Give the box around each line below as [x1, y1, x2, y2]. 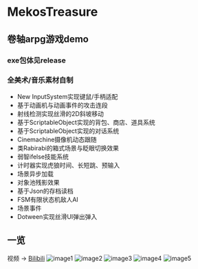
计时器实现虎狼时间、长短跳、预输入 [16, 161, 120, 169]
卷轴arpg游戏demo [7, 33, 89, 45]
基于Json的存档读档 [16, 187, 74, 195]
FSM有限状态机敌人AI [16, 195, 79, 203]
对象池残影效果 [16, 178, 60, 186]
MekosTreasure [7, 4, 98, 20]
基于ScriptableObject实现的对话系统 [16, 126, 120, 134]
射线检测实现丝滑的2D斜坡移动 [16, 109, 104, 117]
